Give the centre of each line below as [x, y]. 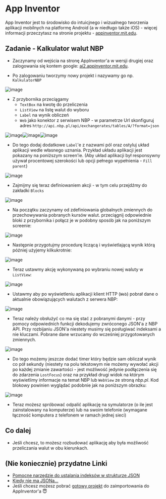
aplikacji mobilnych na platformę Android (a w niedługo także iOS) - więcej [81, 27]
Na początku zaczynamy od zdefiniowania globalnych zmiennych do [82, 210]
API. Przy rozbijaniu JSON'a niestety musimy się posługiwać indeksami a [86, 329]
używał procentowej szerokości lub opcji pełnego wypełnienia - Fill [82, 161]
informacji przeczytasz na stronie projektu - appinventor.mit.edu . [71, 33]
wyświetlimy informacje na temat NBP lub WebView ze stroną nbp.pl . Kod [85, 380]
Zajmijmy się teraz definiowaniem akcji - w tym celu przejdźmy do [80, 185]
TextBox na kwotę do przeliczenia [54, 104]
